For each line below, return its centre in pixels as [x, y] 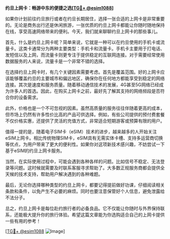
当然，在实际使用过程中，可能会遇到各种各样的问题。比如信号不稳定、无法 [83, 161]
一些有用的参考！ [23, 221]
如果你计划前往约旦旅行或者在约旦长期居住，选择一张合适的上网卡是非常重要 [85, 19]
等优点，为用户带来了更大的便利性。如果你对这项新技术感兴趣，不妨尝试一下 [85, 144]
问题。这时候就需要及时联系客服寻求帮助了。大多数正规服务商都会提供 [87, 168]
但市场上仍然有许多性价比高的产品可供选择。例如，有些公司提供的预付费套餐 [85, 114]
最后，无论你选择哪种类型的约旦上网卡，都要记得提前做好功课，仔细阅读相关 [85, 185]
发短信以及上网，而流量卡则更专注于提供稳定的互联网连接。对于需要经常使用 [85, 55]
